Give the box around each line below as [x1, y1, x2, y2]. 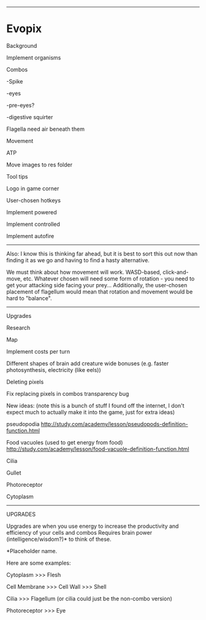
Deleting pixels [6, 378, 44, 386]
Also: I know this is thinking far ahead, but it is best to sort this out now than [6, 250, 198, 257]
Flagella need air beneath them [6, 125, 85, 133]
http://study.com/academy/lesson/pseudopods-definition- [40, 420, 188, 427]
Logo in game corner [6, 185, 59, 192]
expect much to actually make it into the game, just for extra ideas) [6, 408, 175, 416]
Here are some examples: [6, 559, 72, 567]
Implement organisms [6, 53, 61, 61]
